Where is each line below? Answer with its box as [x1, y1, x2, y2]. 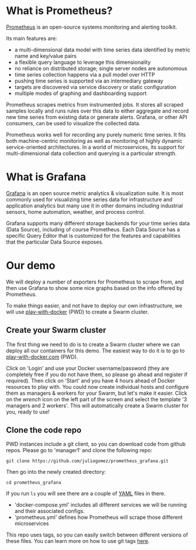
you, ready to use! [6, 408, 50, 415]
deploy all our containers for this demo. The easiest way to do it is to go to [6, 347, 185, 354]
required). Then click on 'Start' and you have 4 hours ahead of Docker [6, 377, 176, 384]
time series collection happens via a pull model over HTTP [14, 71, 155, 78]
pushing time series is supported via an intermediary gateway [14, 77, 164, 84]
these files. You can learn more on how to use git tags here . [6, 538, 150, 545]
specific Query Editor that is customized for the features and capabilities [6, 232, 181, 239]
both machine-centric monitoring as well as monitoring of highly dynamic [6, 137, 183, 144]
